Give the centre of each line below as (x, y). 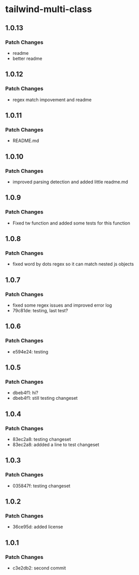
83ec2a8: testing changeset (42, 440)
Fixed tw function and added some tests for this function (71, 223)
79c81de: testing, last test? (40, 310)
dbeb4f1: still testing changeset (45, 398)
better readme (27, 58)
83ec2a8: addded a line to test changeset (56, 445)
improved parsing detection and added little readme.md (70, 182)
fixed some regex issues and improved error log (62, 305)
